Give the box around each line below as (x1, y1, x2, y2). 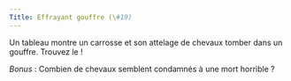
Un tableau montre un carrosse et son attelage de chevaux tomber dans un (9, 37, 283, 48)
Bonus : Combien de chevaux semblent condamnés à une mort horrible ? (9, 63, 276, 74)
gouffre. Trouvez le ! (9, 46, 83, 57)
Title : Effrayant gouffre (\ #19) (9, 12, 133, 22)
